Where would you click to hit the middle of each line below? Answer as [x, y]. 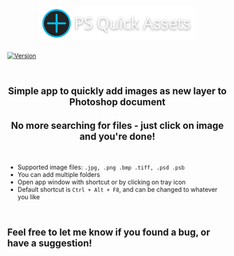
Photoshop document [117, 102]
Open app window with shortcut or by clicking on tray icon [102, 182]
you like [29, 197]
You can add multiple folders [59, 174]
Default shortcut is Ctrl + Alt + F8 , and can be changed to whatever [117, 189]
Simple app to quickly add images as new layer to [117, 91]
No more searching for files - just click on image [117, 126]
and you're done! [117, 137]
